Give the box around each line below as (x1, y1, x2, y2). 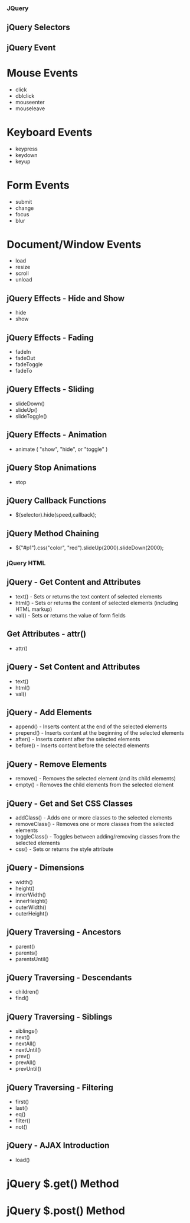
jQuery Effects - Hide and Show (6, 293, 125, 303)
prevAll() (15, 1059, 36, 1066)
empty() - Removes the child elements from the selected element (15, 781, 174, 789)
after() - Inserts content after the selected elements (15, 736, 140, 743)
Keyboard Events (6, 126, 93, 139)
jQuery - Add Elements (6, 707, 92, 718)
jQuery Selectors (6, 23, 70, 33)
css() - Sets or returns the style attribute (15, 846, 114, 853)
